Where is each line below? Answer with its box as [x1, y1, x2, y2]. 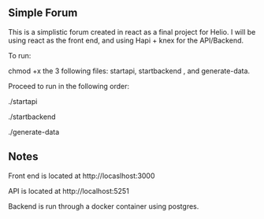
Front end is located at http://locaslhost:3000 [8, 171, 155, 180]
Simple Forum [8, 6, 78, 20]
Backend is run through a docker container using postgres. [8, 201, 199, 211]
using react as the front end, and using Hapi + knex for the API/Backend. [8, 35, 244, 45]
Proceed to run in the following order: [8, 81, 130, 91]
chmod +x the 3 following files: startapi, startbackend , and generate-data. [8, 66, 251, 76]
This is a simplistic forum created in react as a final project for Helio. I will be [8, 27, 256, 36]
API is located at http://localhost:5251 [8, 186, 130, 195]
